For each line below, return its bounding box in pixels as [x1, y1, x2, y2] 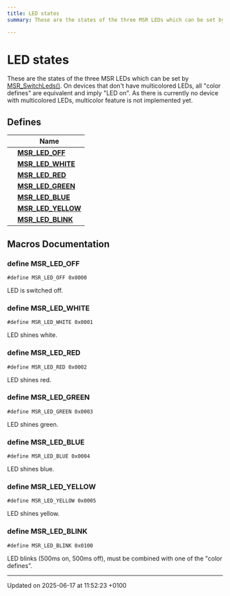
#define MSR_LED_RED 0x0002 [7, 364, 88, 371]
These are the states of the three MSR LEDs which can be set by [7, 75, 190, 83]
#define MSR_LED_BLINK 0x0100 [7, 542, 94, 549]
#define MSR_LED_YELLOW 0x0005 [7, 497, 97, 504]
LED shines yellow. [7, 510, 60, 518]
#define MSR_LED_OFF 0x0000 [7, 274, 88, 281]
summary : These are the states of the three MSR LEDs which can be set [7, 16, 216, 23]
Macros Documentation [7, 238, 110, 250]
